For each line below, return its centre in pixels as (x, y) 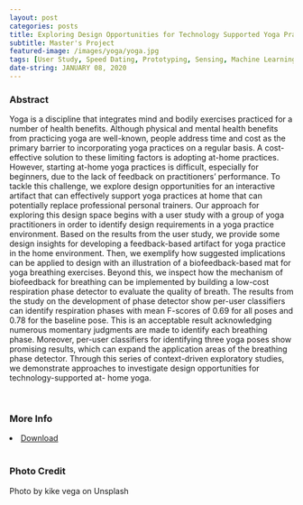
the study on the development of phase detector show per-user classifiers (147, 301)
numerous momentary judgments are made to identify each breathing (138, 330)
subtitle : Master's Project (62, 43)
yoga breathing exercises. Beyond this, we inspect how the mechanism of (147, 272)
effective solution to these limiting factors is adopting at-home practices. (144, 158)
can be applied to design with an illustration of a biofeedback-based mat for (150, 263)
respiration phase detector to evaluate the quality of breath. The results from (151, 292)
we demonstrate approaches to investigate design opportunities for (134, 368)
